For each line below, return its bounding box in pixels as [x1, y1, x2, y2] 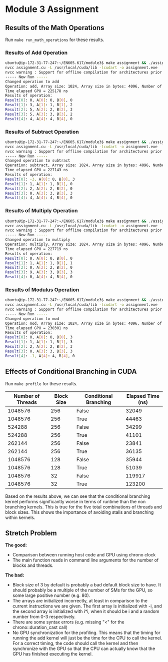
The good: [5, 542, 27, 548]
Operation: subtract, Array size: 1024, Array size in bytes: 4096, [5, 163, 151, 168]
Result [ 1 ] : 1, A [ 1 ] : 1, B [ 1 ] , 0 [5, 181, 72, 186]
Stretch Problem [5, 529, 57, 537]
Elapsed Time [126, 392, 160, 399]
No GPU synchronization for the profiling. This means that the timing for [12, 629, 161, 636]
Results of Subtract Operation [5, 128, 79, 135]
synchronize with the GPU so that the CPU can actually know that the [12, 645, 155, 651]
